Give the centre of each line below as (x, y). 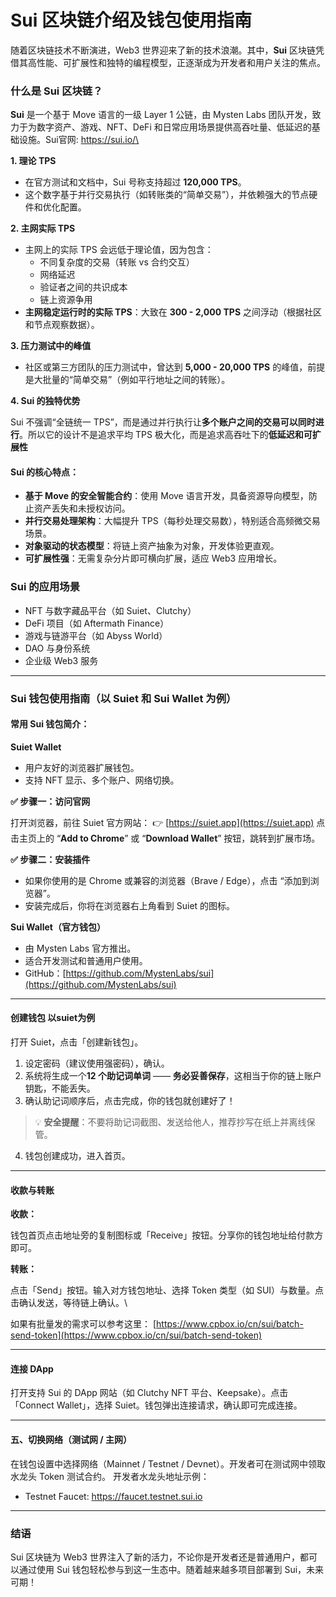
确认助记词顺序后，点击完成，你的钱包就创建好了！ (130, 1101)
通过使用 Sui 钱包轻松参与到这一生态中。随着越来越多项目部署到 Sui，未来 (171, 1569)
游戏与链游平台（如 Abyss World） (96, 635)
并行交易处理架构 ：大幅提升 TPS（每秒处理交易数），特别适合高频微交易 (172, 521)
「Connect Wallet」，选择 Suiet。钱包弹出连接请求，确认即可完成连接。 (156, 1405)
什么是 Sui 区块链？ (56, 91)
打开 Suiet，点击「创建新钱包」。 (77, 1042)
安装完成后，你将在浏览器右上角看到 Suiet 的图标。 (130, 905)
